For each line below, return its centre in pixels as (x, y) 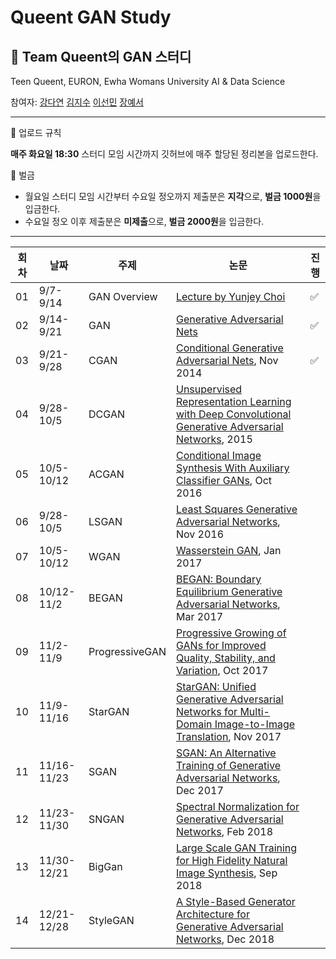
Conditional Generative (229, 348)
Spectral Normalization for (237, 806)
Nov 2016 (200, 534)
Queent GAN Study (91, 17)
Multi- (254, 711)
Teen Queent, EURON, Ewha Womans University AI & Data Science (148, 81)
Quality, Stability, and (225, 658)
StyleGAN (111, 920)
